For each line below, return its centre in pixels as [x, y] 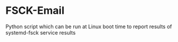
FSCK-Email [35, 11]
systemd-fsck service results [41, 32]
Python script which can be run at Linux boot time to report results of [89, 26]
